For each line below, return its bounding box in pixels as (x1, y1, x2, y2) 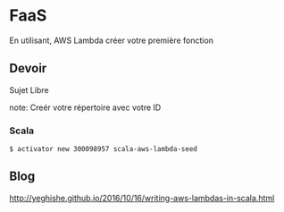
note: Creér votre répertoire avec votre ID (9, 102, 162, 113)
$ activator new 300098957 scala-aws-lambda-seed (9, 145, 198, 154)
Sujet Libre (9, 84, 49, 95)
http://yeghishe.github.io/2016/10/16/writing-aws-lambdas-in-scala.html (9, 192, 275, 203)
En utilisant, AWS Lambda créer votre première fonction (9, 35, 214, 46)
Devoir (9, 61, 47, 76)
